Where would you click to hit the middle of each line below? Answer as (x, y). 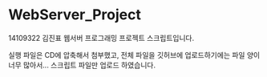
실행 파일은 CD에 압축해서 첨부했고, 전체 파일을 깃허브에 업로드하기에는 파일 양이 (134, 55)
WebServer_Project (75, 15)
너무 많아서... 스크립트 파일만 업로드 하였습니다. (82, 65)
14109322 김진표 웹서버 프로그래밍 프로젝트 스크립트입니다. (101, 38)
